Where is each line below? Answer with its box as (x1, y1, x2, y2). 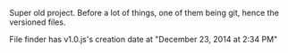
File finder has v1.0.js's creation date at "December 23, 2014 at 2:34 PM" (9, 34, 278, 44)
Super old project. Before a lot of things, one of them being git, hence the (9, 8, 280, 18)
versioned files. (9, 17, 66, 27)
